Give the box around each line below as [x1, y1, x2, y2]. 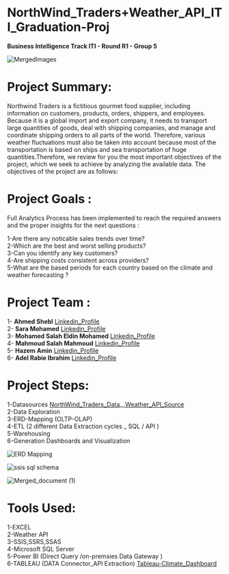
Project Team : [7, 295, 91, 310]
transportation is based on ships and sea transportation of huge [7, 145, 187, 153]
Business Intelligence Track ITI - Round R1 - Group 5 [7, 42, 157, 50]
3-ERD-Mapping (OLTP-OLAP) [7, 415, 93, 423]
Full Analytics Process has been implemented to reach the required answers [7, 213, 221, 222]
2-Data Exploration [7, 407, 60, 415]
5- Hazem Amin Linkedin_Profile [7, 346, 99, 354]
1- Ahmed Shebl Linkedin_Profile [7, 317, 100, 326]
